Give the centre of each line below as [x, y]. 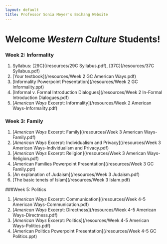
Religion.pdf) [25, 158]
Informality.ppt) [28, 87]
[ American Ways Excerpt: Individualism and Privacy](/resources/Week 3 [86, 142]
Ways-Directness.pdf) [35, 215]
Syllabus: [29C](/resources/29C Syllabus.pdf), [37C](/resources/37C [83, 65]
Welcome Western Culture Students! [83, 39]
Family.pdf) [24, 137]
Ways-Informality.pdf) [35, 108]
